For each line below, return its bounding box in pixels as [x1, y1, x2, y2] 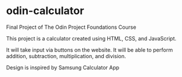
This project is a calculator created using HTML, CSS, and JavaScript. [6, 35, 177, 42]
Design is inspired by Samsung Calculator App [6, 63, 120, 71]
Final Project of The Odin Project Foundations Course [6, 24, 136, 31]
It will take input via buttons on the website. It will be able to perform [6, 46, 173, 53]
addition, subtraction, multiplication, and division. [6, 52, 126, 59]
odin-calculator [6, 4, 84, 18]
